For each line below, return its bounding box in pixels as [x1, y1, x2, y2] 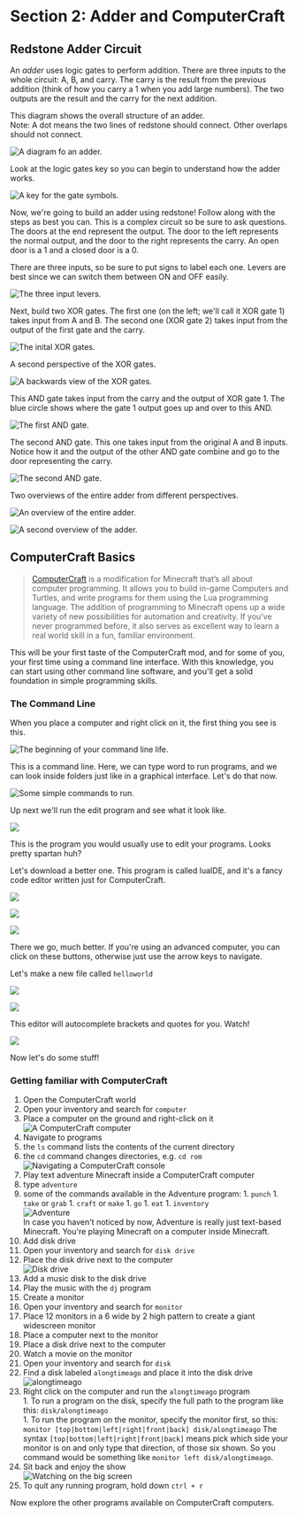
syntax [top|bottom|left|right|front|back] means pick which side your [22, 1433, 288, 1444]
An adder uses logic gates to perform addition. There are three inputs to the [10, 65, 286, 75]
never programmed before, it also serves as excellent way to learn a [31, 620, 279, 631]
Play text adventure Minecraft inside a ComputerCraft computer [22, 1170, 255, 1180]
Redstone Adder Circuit [10, 42, 142, 57]
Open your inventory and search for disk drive [22, 1245, 195, 1256]
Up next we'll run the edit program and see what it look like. [10, 805, 227, 816]
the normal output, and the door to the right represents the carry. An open [10, 236, 279, 245]
